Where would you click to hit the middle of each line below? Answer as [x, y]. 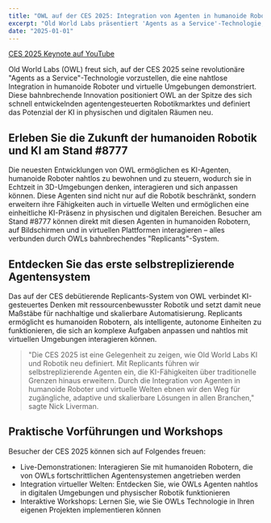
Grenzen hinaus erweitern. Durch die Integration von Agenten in [134, 380]
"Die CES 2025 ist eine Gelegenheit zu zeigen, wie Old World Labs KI [143, 355]
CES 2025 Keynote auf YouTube [62, 54]
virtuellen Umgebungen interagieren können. [83, 339]
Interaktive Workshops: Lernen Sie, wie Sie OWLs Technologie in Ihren [137, 501]
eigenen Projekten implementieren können [90, 509]
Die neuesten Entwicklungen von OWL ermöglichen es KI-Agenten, [120, 170]
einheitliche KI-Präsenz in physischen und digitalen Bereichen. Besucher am [135, 213]
